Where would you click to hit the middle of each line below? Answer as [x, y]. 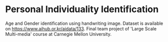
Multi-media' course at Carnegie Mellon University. [58, 34]
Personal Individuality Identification [82, 9]
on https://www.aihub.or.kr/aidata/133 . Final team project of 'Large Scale [81, 28]
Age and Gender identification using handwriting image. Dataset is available [84, 23]
